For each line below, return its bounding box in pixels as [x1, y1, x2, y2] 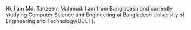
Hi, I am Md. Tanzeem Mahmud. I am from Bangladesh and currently [5, 5, 173, 12]
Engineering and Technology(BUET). [5, 18, 96, 24]
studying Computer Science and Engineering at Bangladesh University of [5, 11, 185, 18]
